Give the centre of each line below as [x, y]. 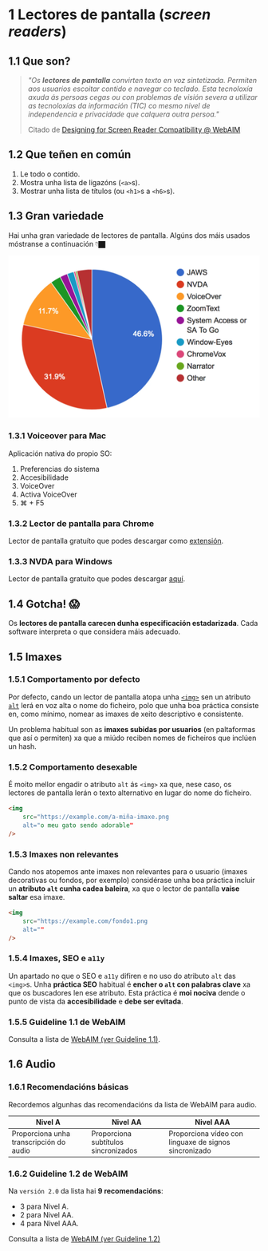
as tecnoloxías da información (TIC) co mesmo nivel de [119, 106]
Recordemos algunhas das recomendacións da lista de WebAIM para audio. [133, 1104]
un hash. [23, 746]
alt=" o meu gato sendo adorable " [78, 825]
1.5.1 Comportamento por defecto [75, 679]
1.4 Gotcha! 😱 [44, 604]
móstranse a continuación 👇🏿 [57, 243]
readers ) [37, 32]
